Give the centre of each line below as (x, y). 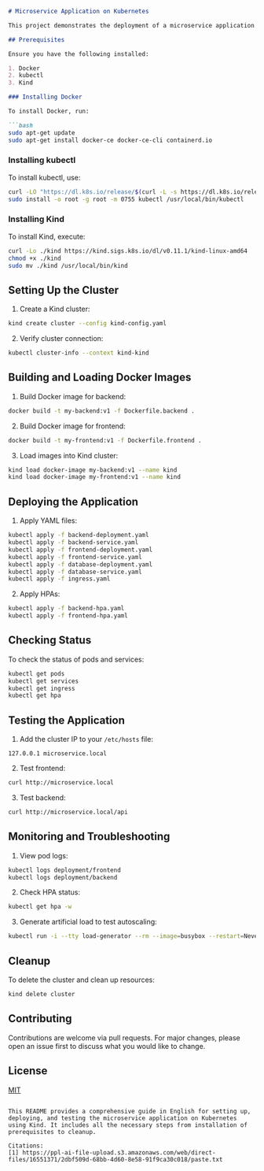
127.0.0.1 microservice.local (58, 754)
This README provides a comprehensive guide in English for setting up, (130, 1111)
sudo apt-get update (42, 133)
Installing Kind (37, 219)
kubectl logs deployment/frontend (65, 870)
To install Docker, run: (49, 111)
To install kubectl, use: (44, 177)
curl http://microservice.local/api (68, 812)
